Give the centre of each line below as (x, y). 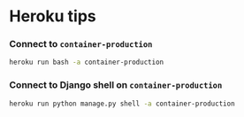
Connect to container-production (81, 44)
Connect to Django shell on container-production (116, 85)
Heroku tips (53, 16)
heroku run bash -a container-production (87, 62)
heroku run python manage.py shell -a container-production (122, 104)
